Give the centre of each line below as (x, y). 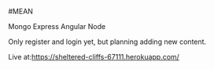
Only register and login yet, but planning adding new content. (107, 42)
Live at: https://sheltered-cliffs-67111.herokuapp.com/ (94, 57)
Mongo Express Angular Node (57, 26)
